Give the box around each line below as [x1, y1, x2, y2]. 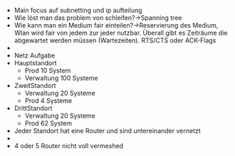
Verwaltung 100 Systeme [24, 74, 98, 82]
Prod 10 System [24, 67, 71, 74]
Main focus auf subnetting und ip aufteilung [14, 6, 142, 14]
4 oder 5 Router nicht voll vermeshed [14, 142, 123, 150]
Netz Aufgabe [14, 51, 56, 60]
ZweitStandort [14, 82, 56, 89]
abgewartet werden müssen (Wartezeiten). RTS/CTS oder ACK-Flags [14, 36, 216, 45]
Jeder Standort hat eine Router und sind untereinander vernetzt [14, 127, 201, 135]
